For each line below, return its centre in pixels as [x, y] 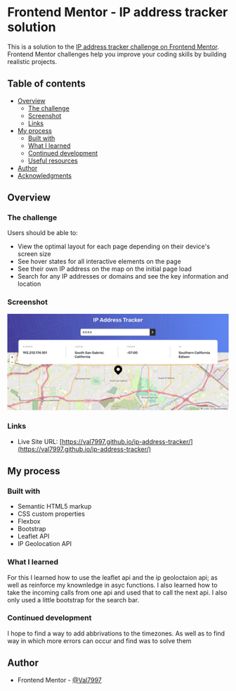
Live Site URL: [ [40, 441]
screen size [34, 254]
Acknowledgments [45, 175]
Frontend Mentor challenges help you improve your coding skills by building [117, 54]
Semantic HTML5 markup [54, 507]
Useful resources [53, 160]
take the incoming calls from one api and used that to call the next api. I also [117, 592]
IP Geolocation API [45, 544]
